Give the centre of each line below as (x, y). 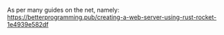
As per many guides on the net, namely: (63, 10)
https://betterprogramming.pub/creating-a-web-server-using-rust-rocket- (112, 17)
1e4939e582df (28, 24)
